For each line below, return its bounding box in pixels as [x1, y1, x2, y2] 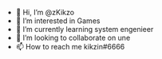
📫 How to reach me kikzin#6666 [15, 42, 125, 51]
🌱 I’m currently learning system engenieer [15, 25, 154, 33]
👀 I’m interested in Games [15, 16, 101, 26]
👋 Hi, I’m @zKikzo [15, 8, 74, 17]
